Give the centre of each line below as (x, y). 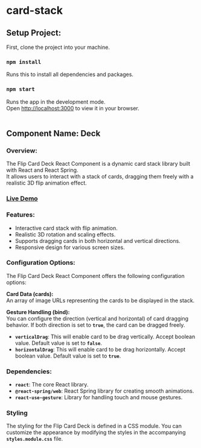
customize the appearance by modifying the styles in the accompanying (96, 432)
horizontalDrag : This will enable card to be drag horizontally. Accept (100, 349)
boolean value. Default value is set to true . (68, 356)
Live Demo (22, 198)
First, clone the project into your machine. (58, 47)
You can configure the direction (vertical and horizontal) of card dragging (97, 318)
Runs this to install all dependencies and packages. (70, 74)
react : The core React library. (52, 385)
